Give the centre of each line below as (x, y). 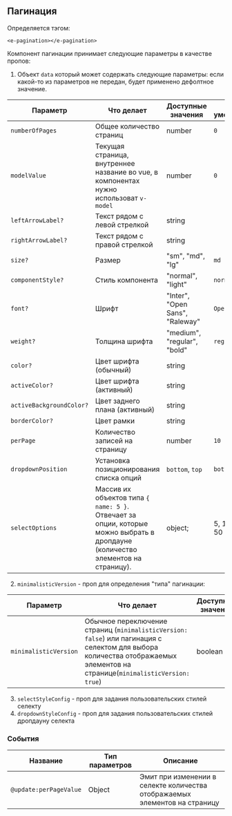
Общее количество (128, 126)
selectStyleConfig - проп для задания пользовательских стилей (112, 699)
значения (187, 115)
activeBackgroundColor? (50, 405)
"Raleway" (183, 321)
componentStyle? (37, 280)
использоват (117, 198)
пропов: (19, 61)
